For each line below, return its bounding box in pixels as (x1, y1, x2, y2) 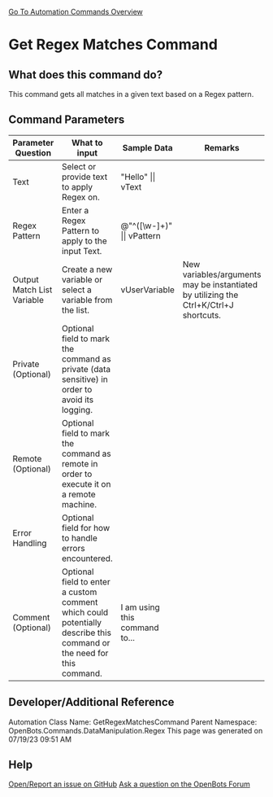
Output (12, 274, 39, 285)
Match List (12, 284, 53, 296)
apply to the (61, 235, 107, 247)
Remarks (204, 142, 240, 153)
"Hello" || (120, 171, 156, 182)
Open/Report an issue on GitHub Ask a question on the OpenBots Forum (8, 779, 250, 789)
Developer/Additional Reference (8, 695, 175, 709)
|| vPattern (120, 230, 161, 241)
